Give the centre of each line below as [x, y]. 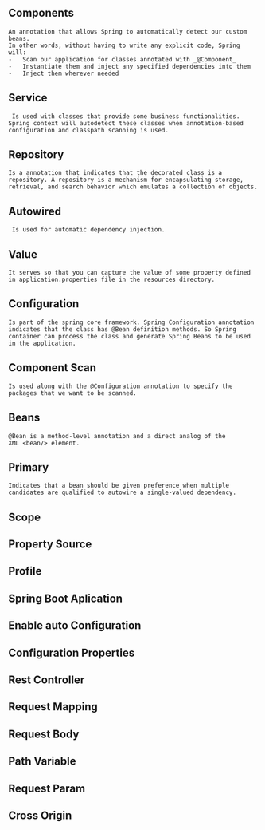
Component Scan [53, 368]
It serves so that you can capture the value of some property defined [129, 273]
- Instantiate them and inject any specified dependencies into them [129, 66]
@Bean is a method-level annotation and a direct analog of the [117, 436]
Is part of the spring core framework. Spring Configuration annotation [131, 322]
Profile [25, 571]
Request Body [44, 734]
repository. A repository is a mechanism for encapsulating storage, [126, 180]
